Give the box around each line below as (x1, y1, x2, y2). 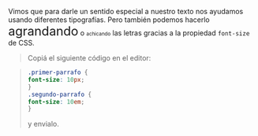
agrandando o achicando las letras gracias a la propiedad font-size (8, 24, 250, 39)
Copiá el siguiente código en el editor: (27, 53, 151, 62)
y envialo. (27, 119, 59, 129)
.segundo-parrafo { (27, 90, 92, 98)
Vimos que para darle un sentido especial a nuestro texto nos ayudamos (8, 7, 244, 16)
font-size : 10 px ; (27, 75, 85, 83)
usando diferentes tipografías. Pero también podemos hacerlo (8, 15, 211, 24)
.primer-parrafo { (27, 68, 88, 76)
